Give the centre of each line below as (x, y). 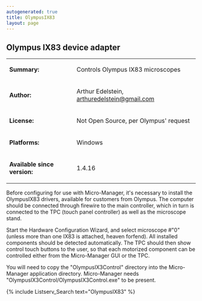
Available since (32, 164)
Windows (90, 143)
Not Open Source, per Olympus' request (133, 121)
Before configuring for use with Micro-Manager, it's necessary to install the (99, 193)
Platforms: (24, 143)
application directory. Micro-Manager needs (84, 274)
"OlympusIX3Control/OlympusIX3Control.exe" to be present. (81, 280)
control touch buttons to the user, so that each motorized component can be (101, 249)
